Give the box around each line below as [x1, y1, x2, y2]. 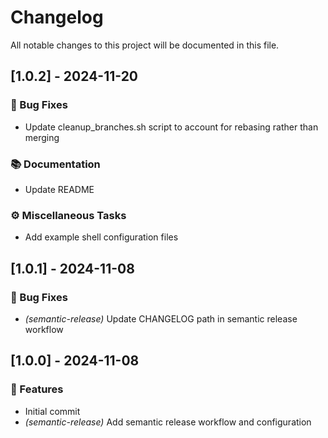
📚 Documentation [10, 157, 101, 171]
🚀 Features [10, 382, 64, 396]
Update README [24, 183, 95, 195]
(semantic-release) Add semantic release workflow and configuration [24, 416, 312, 428]
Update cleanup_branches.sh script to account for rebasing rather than [24, 121, 319, 133]
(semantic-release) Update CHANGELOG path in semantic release [24, 312, 298, 325]
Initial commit [24, 405, 81, 417]
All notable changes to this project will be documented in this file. [10, 39, 280, 51]
